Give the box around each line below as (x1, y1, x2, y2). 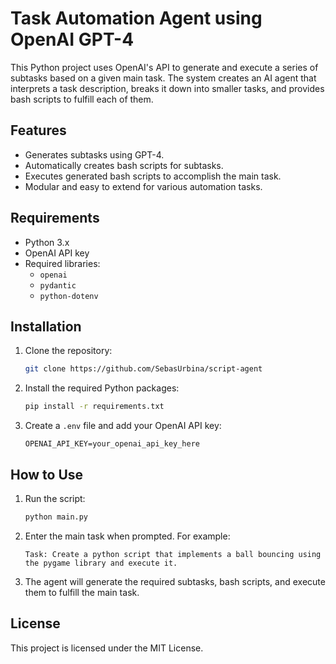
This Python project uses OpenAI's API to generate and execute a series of (10, 61, 319, 73)
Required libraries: (24, 257, 101, 269)
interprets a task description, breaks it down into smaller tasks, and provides (10, 82, 325, 94)
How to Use (10, 466, 84, 483)
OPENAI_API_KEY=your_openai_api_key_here (24, 439, 200, 449)
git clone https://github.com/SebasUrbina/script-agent (24, 364, 263, 374)
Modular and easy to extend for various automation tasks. (24, 180, 263, 192)
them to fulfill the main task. (24, 586, 140, 598)
